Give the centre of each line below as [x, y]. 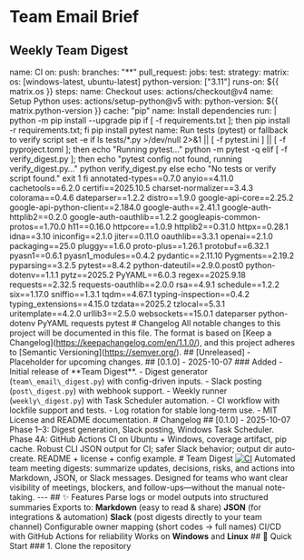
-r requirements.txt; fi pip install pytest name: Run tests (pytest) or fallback [149, 130]
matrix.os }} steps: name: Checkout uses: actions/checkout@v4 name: [142, 91]
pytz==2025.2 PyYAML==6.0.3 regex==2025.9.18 [153, 275]
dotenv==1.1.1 [34, 275]
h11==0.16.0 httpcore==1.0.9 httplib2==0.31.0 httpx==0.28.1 [178, 226]
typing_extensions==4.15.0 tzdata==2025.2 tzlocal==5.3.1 [117, 304]
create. [23, 458]
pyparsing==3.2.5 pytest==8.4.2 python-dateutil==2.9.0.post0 [127, 265]
